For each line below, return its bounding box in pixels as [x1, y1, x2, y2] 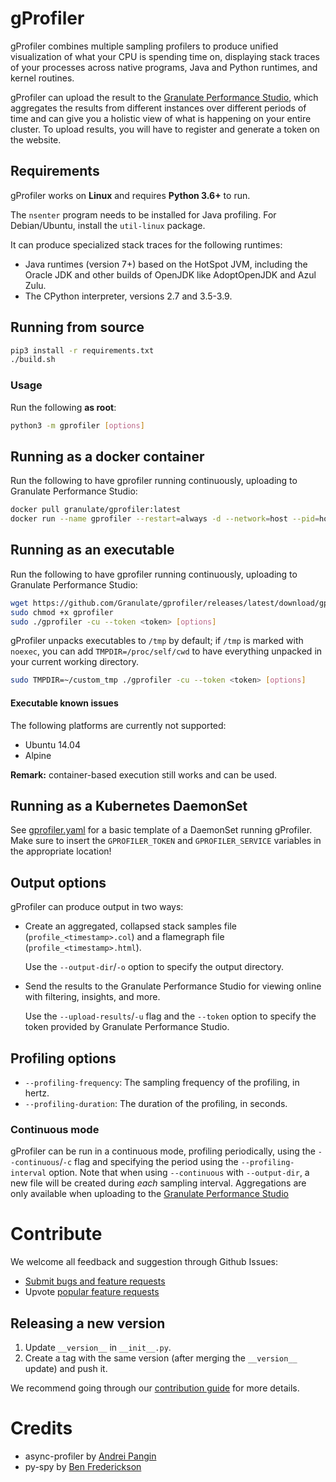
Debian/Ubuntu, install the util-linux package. [10, 219, 206, 231]
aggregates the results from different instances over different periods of [10, 102, 307, 114]
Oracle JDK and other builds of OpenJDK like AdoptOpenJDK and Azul [24, 268, 317, 281]
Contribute [10, 1223, 103, 1246]
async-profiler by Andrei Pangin [24, 1450, 157, 1462]
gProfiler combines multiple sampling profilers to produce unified [10, 40, 279, 52]
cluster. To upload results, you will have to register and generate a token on [10, 123, 320, 135]
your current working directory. [10, 656, 139, 668]
